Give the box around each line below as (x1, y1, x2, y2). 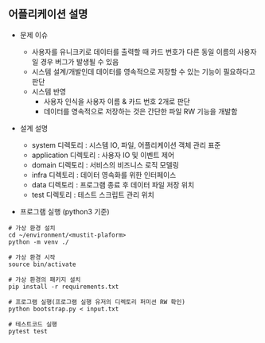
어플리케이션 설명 (8, 7, 88, 21)
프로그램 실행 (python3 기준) (19, 206, 110, 216)
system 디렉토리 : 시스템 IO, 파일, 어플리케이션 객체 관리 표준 (31, 140, 221, 149)
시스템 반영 (31, 87, 66, 96)
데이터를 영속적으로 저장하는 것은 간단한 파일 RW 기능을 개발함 (43, 106, 238, 116)
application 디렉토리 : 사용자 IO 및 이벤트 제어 (31, 150, 175, 160)
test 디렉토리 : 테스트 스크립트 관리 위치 (31, 190, 155, 199)
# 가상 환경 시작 (8, 253, 56, 261)
